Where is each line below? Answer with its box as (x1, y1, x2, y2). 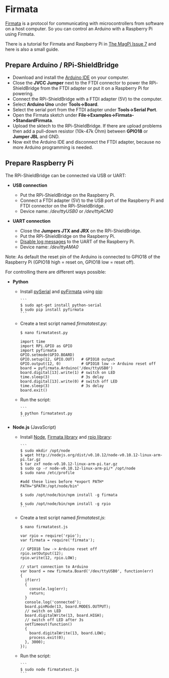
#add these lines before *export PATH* (20, 479, 104, 484)
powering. (12, 90, 34, 97)
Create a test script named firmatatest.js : (20, 515, 106, 521)
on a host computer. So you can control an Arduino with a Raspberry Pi (5, 25, 153, 31)
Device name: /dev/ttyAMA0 (20, 244, 79, 250)
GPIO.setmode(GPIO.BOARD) (20, 352, 75, 357)
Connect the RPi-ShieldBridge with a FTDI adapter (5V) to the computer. (12, 96, 162, 102)
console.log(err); (29, 586, 68, 591)
